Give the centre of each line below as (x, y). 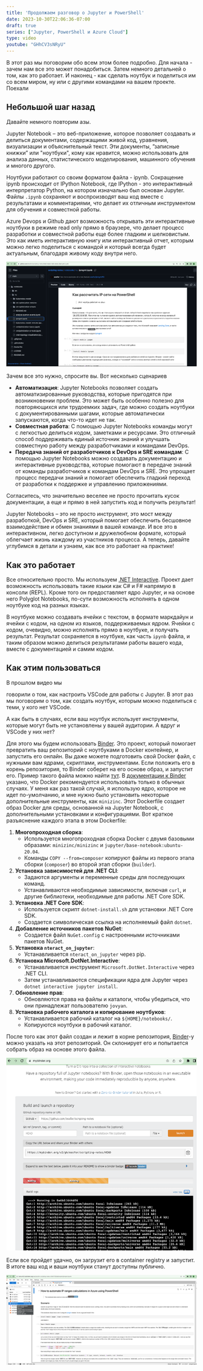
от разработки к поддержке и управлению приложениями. (91, 484)
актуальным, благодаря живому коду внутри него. (72, 253)
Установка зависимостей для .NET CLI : (67, 871)
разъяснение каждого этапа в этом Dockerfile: (66, 820)
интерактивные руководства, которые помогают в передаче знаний (103, 465)
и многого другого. (31, 166)
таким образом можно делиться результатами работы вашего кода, (95, 642)
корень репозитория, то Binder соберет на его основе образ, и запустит (100, 769)
